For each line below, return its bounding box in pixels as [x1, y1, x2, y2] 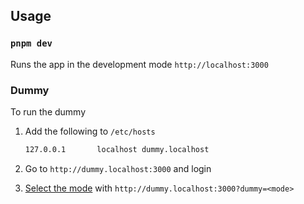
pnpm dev [10, 38, 53, 49]
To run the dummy [10, 105, 87, 118]
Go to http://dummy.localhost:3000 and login [24, 162, 212, 174]
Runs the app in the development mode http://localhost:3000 [10, 58, 269, 70]
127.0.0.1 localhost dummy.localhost [24, 144, 210, 154]
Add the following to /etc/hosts [24, 125, 156, 137]
